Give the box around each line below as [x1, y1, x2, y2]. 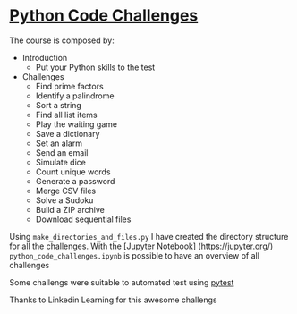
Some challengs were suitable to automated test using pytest [9, 276, 234, 287]
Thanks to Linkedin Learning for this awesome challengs [9, 294, 217, 305]
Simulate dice [35, 157, 87, 167]
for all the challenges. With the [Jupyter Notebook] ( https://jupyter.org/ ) [9, 241, 274, 251]
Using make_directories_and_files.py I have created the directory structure [9, 231, 289, 242]
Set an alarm [35, 138, 83, 149]
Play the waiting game [35, 118, 118, 130]
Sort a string [35, 99, 82, 110]
